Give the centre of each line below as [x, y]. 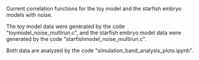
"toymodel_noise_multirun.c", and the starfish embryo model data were [94, 33]
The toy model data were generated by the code [66, 26]
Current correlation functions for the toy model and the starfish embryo [94, 9]
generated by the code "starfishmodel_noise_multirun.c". [76, 39]
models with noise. [29, 15]
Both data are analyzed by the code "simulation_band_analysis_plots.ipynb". [100, 50]
